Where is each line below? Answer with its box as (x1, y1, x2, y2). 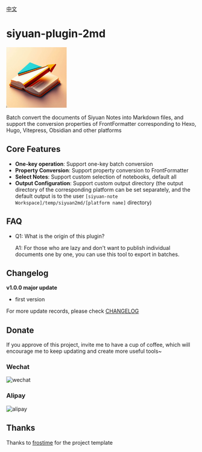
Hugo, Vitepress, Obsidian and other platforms (6, 126, 122, 134)
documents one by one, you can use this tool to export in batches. (14, 251, 180, 258)
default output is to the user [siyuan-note (14, 192, 118, 200)
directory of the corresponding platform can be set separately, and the (14, 186, 191, 193)
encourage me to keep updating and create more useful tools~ (6, 347, 162, 355)
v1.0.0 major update (6, 284, 57, 292)
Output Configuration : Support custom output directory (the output (14, 179, 184, 186)
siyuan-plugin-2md (6, 27, 106, 41)
